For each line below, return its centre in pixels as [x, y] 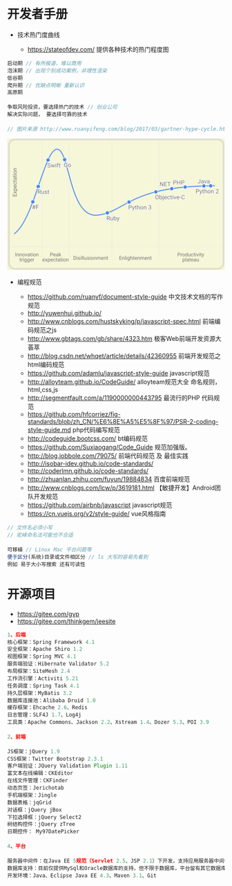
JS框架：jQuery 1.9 [33, 751]
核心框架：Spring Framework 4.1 [51, 642]
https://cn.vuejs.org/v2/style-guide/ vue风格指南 [97, 514]
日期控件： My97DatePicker [43, 832]
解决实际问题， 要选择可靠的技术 [47, 115]
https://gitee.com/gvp [48, 613]
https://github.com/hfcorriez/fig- [74, 414]
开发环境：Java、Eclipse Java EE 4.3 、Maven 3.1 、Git [82, 876]
